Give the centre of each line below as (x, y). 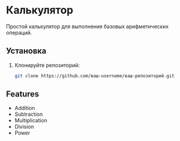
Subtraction (28, 114)
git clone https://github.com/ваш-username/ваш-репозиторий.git (94, 76)
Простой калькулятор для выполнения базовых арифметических (87, 26)
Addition (25, 108)
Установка (26, 51)
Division (24, 127)
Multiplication (31, 121)
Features (22, 94)
